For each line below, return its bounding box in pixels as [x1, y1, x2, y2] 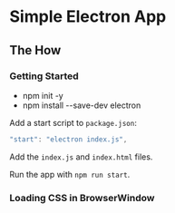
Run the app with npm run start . [9, 169, 131, 179]
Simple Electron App [9, 6, 167, 27]
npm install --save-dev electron [22, 100, 141, 111]
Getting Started [9, 70, 79, 82]
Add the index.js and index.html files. [9, 151, 153, 162]
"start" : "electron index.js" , [9, 134, 128, 144]
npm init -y [22, 90, 63, 101]
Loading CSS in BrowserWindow [9, 191, 155, 204]
